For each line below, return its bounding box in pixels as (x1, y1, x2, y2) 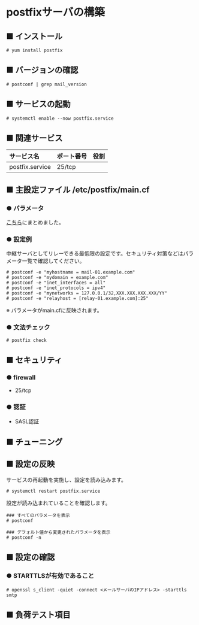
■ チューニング (6, 437, 63, 447)
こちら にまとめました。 (6, 219, 64, 226)
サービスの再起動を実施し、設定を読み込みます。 (6, 476, 127, 483)
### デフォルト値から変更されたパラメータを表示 (6, 529, 111, 535)
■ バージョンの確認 (6, 65, 79, 75)
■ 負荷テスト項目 (6, 609, 71, 620)
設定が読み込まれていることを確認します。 (6, 499, 111, 506)
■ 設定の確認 (6, 552, 55, 563)
